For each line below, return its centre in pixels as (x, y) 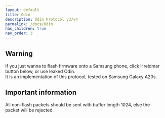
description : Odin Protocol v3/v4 (42, 19)
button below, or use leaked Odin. (40, 71)
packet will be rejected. (30, 110)
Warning (19, 54)
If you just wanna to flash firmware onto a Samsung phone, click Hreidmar (82, 66)
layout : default (22, 10)
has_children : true (26, 29)
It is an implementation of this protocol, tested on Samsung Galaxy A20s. (81, 77)
